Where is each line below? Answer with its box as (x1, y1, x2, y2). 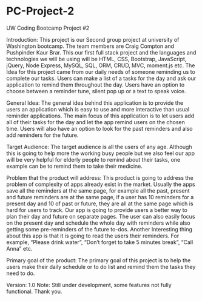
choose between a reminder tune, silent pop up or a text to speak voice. (6, 87, 186, 94)
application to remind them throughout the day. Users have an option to (6, 81, 185, 88)
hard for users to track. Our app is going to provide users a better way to (6, 206, 188, 213)
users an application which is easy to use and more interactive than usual (6, 105, 190, 113)
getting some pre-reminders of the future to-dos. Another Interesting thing (6, 225, 193, 233)
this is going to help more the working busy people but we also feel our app (6, 150, 195, 157)
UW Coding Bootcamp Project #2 (6, 24, 90, 31)
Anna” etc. (6, 245, 33, 252)
